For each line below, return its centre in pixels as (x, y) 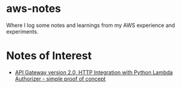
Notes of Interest (49, 56)
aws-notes (34, 9)
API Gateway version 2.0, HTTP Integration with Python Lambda (94, 72)
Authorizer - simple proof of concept (60, 78)
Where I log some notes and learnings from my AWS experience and (91, 25)
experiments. (22, 31)
